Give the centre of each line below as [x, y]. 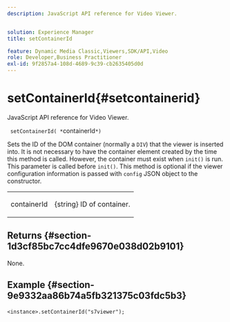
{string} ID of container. [92, 204]
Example [26, 285]
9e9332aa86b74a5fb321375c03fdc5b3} [97, 296]
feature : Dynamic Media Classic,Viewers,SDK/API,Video [88, 51]
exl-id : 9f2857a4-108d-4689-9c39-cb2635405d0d [75, 64]
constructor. [25, 181]
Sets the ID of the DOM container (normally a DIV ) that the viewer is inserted [115, 144]
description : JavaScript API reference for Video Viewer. [92, 14]
